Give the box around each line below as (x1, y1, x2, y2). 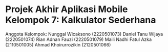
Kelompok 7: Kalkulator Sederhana (5, 14, 156, 26)
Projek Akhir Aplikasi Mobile (5, 4, 128, 15)
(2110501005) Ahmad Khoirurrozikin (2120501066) (5, 41, 111, 47)
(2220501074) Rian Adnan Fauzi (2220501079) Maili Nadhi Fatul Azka (5, 36, 152, 42)
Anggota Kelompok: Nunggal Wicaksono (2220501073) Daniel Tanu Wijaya (5, 31, 163, 37)
